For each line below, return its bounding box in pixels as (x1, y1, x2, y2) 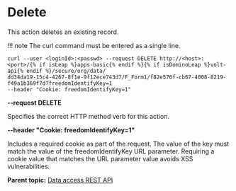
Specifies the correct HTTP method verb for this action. (7, 112, 170, 120)
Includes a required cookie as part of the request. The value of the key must (7, 139, 229, 148)
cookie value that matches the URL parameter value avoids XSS (7, 154, 193, 163)
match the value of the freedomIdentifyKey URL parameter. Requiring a (7, 146, 215, 156)
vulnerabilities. (7, 162, 50, 170)
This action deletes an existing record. (7, 28, 119, 36)
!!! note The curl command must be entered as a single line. (7, 41, 181, 50)
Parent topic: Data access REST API (7, 175, 113, 184)
